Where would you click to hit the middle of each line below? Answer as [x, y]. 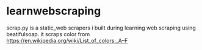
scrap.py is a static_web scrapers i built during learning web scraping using [101, 28]
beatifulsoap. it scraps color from [48, 34]
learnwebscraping [54, 11]
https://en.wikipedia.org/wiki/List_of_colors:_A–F [67, 40]
